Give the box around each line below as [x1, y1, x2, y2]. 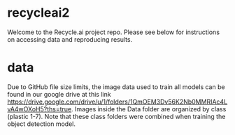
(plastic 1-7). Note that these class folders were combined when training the [7, 112, 226, 120]
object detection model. [7, 120, 76, 128]
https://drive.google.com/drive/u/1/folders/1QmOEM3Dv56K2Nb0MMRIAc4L [7, 97, 228, 106]
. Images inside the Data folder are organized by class [71, 104, 227, 113]
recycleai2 [7, 5, 70, 21]
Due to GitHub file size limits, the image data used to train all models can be [7, 82, 225, 91]
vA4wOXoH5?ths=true [7, 104, 72, 113]
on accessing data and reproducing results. [7, 35, 133, 43]
